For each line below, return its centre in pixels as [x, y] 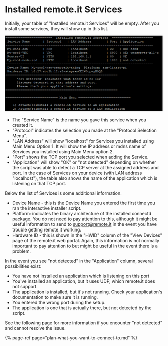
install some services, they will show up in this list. [57, 28]
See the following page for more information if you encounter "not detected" [84, 323]
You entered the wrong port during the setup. [59, 302]
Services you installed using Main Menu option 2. [63, 151]
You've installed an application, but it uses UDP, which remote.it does [84, 281]
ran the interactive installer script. [47, 208]
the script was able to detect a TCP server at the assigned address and [85, 167]
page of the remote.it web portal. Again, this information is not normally [86, 240]
